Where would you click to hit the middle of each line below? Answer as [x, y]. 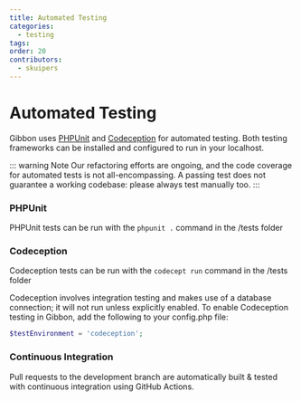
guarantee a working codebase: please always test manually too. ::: [135, 184]
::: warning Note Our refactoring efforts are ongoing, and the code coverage [150, 165]
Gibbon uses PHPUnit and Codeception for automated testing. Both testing [148, 138]
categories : [32, 26]
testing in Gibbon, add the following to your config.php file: [119, 317]
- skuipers [38, 69]
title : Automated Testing [58, 18]
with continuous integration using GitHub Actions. [102, 387]
